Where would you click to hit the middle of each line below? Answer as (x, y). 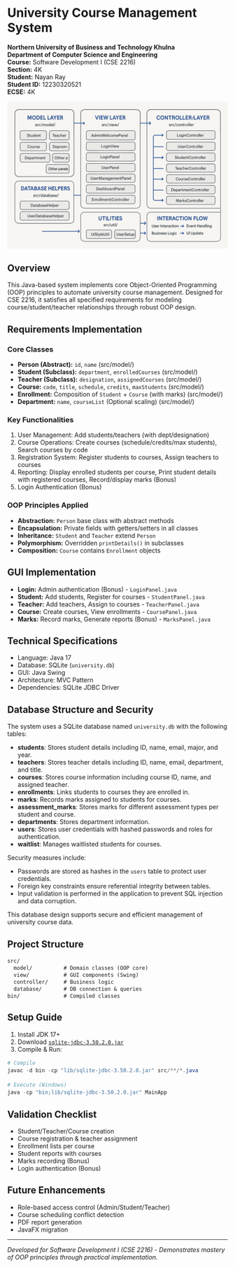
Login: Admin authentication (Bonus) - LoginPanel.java (97, 589)
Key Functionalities (41, 420)
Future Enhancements (57, 1191)
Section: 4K (25, 69)
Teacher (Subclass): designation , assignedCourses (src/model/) (109, 379)
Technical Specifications (63, 641)
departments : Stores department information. (84, 822)
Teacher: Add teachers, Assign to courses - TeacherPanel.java (108, 604)
